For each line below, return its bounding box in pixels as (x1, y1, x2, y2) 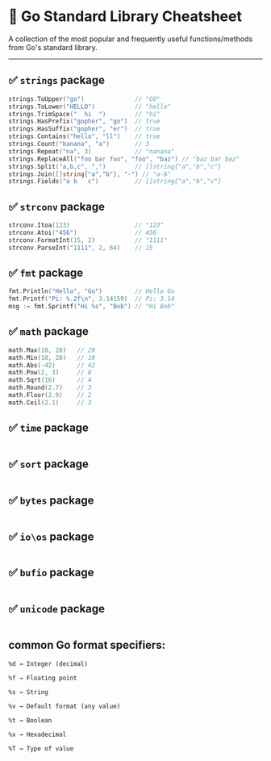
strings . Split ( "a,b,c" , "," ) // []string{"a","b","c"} (8, 162, 222, 170)
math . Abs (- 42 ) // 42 (8, 361, 95, 370)
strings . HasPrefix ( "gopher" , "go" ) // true (8, 117, 161, 126)
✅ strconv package (8, 199, 106, 213)
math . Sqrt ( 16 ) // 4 (8, 376, 92, 384)
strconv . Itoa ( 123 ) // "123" (8, 221, 164, 229)
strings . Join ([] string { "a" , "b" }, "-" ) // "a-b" (8, 169, 172, 178)
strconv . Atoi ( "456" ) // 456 (8, 228, 157, 236)
